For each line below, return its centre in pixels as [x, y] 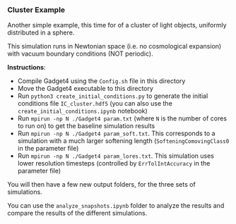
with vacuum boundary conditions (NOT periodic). [80, 54]
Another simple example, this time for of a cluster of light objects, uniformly [117, 25]
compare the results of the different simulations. [77, 213]
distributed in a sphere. [41, 32]
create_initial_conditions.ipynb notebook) [83, 111]
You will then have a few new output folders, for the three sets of [101, 185]
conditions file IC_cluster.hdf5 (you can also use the [95, 104]
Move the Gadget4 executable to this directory [85, 89]
